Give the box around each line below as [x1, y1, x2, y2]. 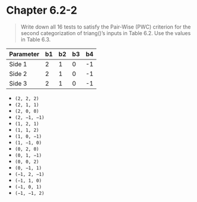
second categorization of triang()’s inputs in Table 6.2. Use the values [20, 29, 191, 36]
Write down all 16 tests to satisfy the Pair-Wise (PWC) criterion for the [20, 23, 191, 30]
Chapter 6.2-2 [6, 4, 78, 17]
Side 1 [9, 60, 27, 68]
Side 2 [9, 70, 27, 78]
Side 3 [9, 79, 27, 87]
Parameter [9, 50, 40, 58]
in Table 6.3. [20, 36, 51, 43]
